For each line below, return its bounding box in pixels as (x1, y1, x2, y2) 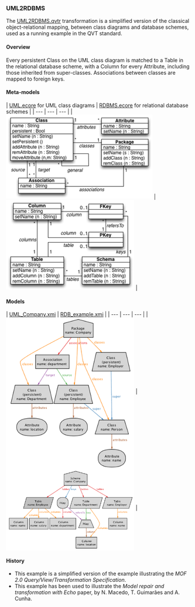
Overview (6, 43, 30, 51)
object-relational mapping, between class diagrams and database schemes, (6, 24, 189, 31)
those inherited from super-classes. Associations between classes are (6, 69, 176, 76)
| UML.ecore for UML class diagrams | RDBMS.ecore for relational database (6, 102, 189, 109)
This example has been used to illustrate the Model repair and (14, 583, 165, 590)
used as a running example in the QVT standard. (6, 30, 122, 37)
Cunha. (14, 595, 32, 602)
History (6, 557, 25, 564)
